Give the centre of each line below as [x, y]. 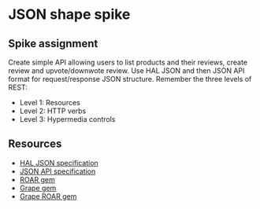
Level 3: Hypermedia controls [67, 119]
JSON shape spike [69, 15]
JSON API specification [58, 171]
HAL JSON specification [59, 163]
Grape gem [38, 188]
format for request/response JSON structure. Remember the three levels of [130, 79]
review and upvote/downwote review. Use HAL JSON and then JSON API [126, 71]
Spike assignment [53, 44]
